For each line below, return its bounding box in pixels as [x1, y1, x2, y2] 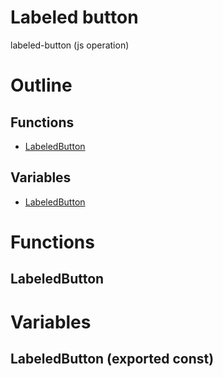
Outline [10, 74, 73, 97]
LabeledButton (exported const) [10, 350, 215, 367]
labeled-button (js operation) [10, 39, 130, 51]
